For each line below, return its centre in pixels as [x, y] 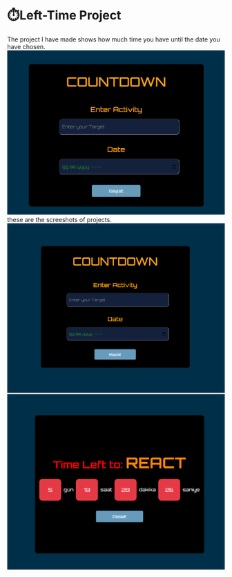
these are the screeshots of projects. [59, 219]
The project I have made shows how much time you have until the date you [114, 39]
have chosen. [27, 46]
